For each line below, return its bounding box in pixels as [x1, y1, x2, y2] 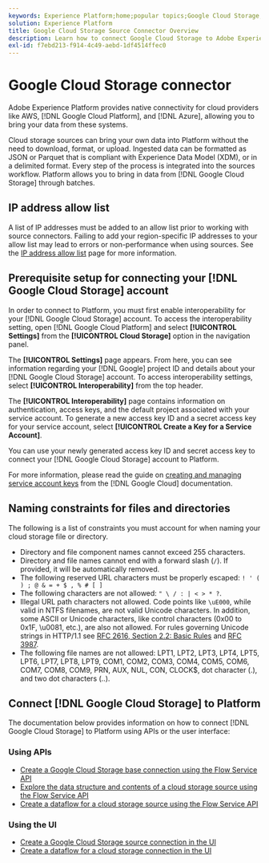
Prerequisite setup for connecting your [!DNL [8, 271, 238, 285]
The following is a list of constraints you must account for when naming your [8, 523, 261, 532]
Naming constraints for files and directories [8, 502, 231, 515]
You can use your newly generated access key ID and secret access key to [8, 446, 255, 455]
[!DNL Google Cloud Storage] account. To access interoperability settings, [8, 372, 254, 381]
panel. [8, 339, 30, 349]
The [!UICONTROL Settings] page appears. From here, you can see [8, 355, 232, 364]
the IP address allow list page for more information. [8, 248, 177, 258]
